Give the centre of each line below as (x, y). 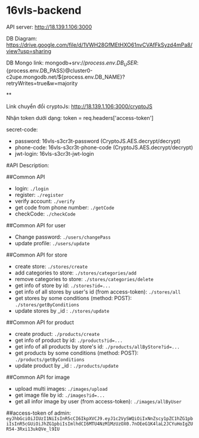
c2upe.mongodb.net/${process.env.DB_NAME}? (66, 77)
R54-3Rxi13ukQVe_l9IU (33, 429)
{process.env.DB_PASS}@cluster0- (49, 70)
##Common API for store (37, 255)
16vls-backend (44, 10)
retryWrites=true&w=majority (42, 83)
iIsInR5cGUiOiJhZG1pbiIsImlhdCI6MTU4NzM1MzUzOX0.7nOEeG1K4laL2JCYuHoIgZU (100, 424)
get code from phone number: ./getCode (64, 207)
